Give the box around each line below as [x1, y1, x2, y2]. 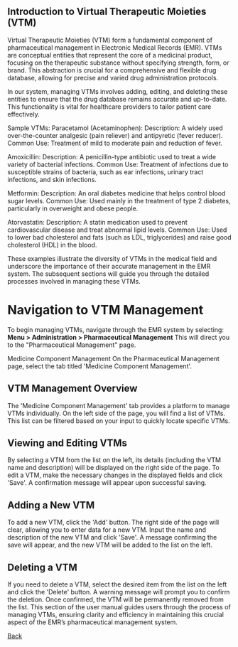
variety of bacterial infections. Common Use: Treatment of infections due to [7, 160, 229, 169]
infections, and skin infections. [7, 175, 97, 183]
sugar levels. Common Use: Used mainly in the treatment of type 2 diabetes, [7, 196, 231, 205]
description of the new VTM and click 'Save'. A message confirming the [7, 533, 217, 542]
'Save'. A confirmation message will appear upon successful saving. [7, 478, 207, 487]
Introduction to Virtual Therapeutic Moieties [7, 6, 207, 18]
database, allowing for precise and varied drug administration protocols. [7, 73, 219, 82]
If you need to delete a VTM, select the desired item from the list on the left [7, 580, 227, 589]
